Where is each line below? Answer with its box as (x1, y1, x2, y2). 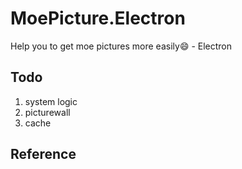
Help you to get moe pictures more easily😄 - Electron (10, 40, 233, 52)
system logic (24, 95, 78, 107)
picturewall (24, 106, 71, 118)
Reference (10, 146, 77, 163)
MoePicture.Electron (10, 7, 186, 30)
